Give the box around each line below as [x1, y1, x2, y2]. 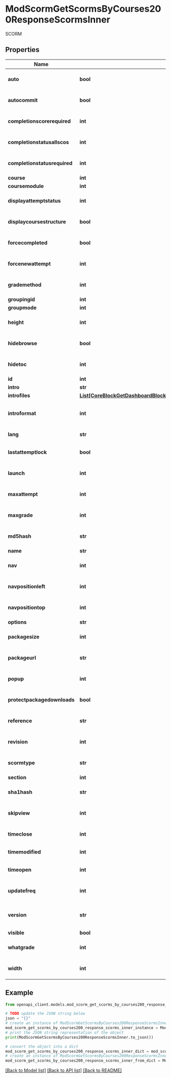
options [8, 618, 27, 625]
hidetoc [8, 361, 27, 368]
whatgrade [8, 944, 35, 951]
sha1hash [8, 788, 33, 795]
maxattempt [8, 490, 38, 497]
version [8, 911, 27, 918]
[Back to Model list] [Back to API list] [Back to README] [5, 1067, 122, 1073]
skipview [8, 809, 31, 816]
